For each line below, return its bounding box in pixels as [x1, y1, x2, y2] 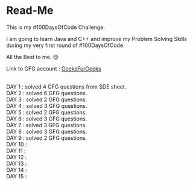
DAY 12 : [6, 153, 27, 160]
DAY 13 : [6, 160, 27, 167]
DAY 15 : [6, 172, 27, 180]
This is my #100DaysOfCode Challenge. [6, 24, 106, 31]
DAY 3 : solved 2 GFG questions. [6, 96, 87, 103]
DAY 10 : [6, 140, 27, 148]
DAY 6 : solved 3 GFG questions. [6, 115, 87, 122]
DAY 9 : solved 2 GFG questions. [6, 134, 87, 142]
